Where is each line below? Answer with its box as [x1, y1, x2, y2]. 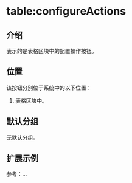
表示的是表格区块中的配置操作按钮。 [6, 47, 97, 54]
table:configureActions [6, 4, 127, 18]
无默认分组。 [6, 134, 38, 141]
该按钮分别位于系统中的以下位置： [6, 84, 92, 91]
